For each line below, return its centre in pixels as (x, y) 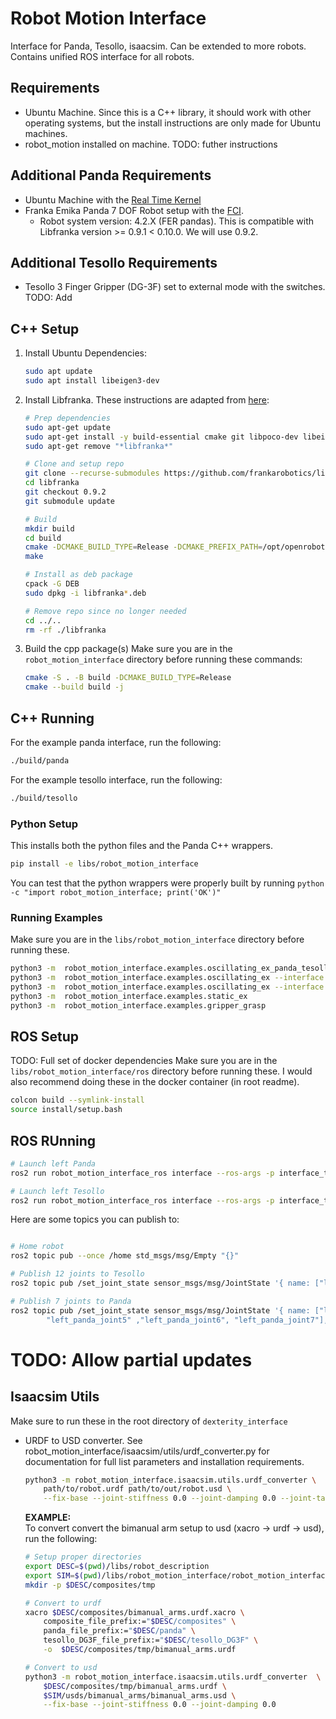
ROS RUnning (53, 1140)
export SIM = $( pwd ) (63, 1575)
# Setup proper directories (83, 1557)
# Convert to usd (61, 1667)
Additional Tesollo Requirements (114, 262)
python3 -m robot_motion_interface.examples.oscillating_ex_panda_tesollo (171, 968)
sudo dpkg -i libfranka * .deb (85, 593)
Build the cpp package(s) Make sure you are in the (128, 649)
